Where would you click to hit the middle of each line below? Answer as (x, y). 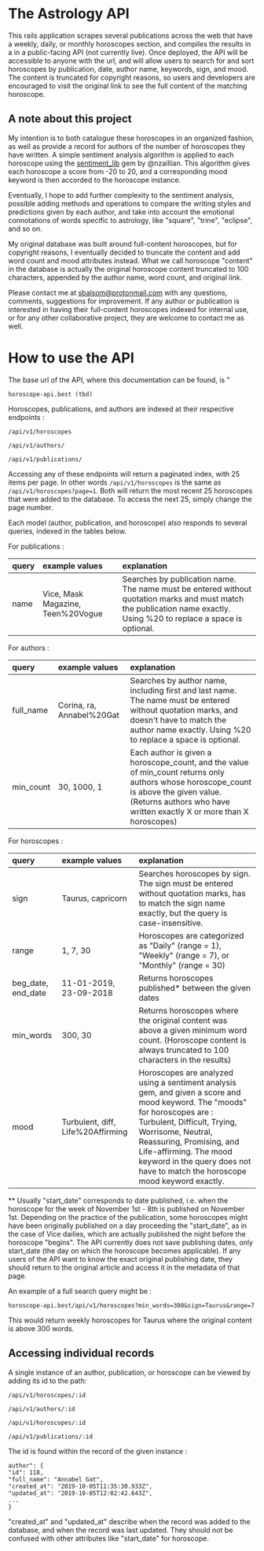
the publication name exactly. (176, 608)
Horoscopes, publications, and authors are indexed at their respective (121, 409)
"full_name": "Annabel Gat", (56, 1479)
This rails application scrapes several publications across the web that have (130, 35)
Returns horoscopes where (189, 1010)
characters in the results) (185, 1059)
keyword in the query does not (195, 1161)
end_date (29, 992)
